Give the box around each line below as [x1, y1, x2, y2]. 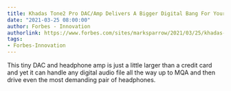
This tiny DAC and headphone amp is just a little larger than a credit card [7, 61, 212, 69]
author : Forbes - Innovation [7, 23, 91, 30]
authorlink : [7, 29, 41, 37]
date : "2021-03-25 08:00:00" [7, 17, 91, 23]
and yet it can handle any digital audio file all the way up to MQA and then [7, 68, 215, 77]
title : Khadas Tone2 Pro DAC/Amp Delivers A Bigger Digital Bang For [7, 10, 211, 17]
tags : [7, 36, 23, 43]
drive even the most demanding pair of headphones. [7, 76, 156, 83]
